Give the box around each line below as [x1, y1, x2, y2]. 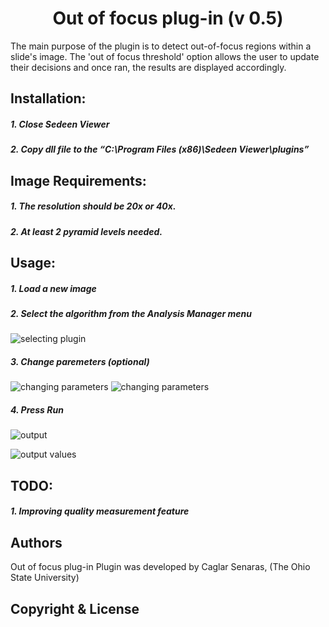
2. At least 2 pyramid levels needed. [10, 225, 163, 237]
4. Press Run [10, 403, 64, 416]
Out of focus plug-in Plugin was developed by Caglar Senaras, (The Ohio [10, 561, 311, 573]
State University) [10, 572, 80, 584]
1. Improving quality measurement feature [10, 505, 190, 517]
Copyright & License [10, 600, 140, 617]
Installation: [10, 90, 87, 107]
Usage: [10, 255, 57, 272]
